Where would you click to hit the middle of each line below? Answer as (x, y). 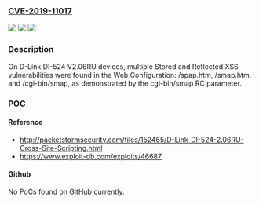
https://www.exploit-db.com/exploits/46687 (91, 156)
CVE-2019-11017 (40, 11)
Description (31, 49)
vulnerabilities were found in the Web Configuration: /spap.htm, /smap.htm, (130, 75)
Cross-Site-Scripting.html (61, 148)
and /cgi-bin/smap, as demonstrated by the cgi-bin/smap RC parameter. (125, 83)
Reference (26, 122)
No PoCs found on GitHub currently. (66, 191)
